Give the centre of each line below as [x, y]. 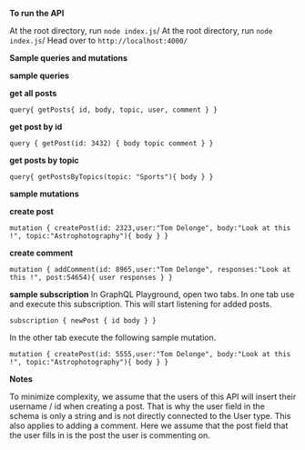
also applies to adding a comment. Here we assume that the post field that [149, 425]
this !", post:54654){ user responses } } [91, 277]
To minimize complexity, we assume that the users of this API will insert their [153, 396]
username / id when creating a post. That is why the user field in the [137, 406]
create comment [41, 253]
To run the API [37, 13]
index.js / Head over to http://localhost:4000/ [99, 40]
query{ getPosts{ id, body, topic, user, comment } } [114, 110]
